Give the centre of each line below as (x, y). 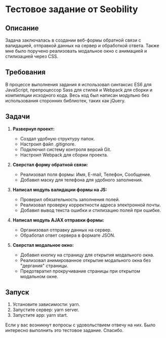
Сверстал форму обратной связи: (50, 164)
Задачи (18, 117)
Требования (25, 72)
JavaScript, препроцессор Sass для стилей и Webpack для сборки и (79, 90)
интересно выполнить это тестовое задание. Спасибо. (65, 330)
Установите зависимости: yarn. (46, 305)
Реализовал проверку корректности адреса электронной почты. (90, 205)
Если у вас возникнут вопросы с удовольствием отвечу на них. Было (80, 325)
